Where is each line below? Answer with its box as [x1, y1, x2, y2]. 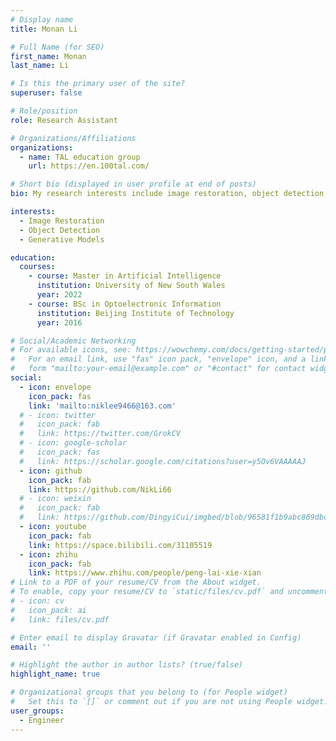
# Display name [10, 14, 74, 25]
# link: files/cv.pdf [10, 614, 110, 625]
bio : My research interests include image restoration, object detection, [10, 189, 329, 199]
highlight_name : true [10, 669, 101, 680]
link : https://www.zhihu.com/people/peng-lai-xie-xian [28, 568, 262, 578]
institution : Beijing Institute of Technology [36, 308, 235, 318]
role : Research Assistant [10, 115, 118, 125]
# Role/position [10, 106, 78, 116]
